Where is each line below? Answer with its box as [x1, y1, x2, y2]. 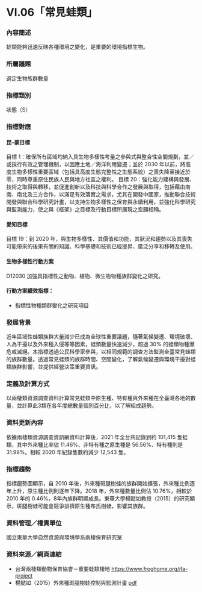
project [14, 572, 33, 579]
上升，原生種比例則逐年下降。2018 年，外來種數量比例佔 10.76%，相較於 [11, 487, 192, 494]
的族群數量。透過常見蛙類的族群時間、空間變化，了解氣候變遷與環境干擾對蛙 [6, 356, 196, 363]
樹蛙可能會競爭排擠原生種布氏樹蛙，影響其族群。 [26, 502, 148, 509]
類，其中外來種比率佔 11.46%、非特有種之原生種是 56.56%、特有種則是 [6, 441, 183, 448]
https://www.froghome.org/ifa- [111, 565, 188, 572]
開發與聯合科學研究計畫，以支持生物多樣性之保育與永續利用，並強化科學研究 [6, 198, 196, 205]
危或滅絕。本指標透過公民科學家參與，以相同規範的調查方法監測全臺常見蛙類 [6, 348, 196, 355]
